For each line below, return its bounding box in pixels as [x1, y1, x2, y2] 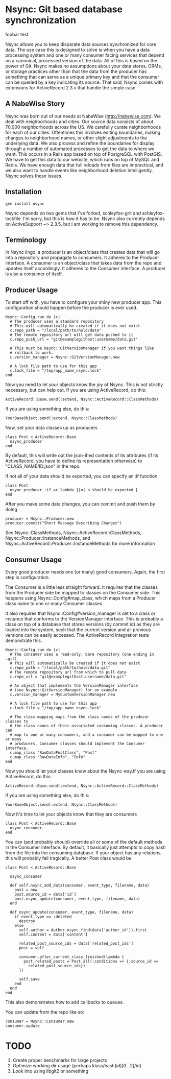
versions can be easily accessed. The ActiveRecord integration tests [5, 632, 150, 638]
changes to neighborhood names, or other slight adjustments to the [5, 134, 148, 141]
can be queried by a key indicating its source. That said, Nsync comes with [5, 79, 163, 85]
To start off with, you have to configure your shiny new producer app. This [5, 299, 162, 305]
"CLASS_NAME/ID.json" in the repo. [5, 463, 81, 469]
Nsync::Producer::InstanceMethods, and [5, 535, 90, 541]
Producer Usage [5, 285, 58, 294]
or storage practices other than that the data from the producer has [5, 68, 147, 75]
